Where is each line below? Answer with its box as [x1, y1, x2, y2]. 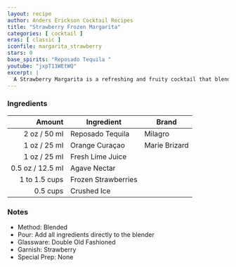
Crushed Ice [70, 185, 111, 195]
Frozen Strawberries [70, 174, 138, 184]
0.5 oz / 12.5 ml [11, 163, 64, 173]
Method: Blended [17, 223, 68, 231]
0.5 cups [34, 185, 64, 195]
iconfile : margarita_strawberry [7, 43, 102, 50]
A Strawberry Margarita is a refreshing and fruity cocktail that [13, 75, 212, 83]
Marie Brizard [144, 140, 190, 150]
